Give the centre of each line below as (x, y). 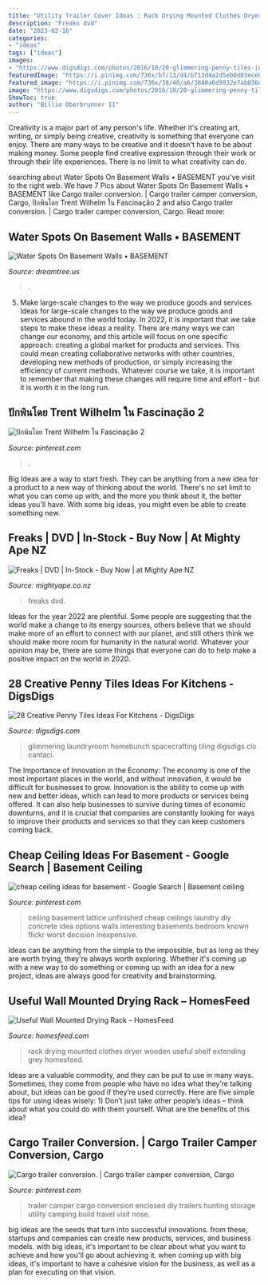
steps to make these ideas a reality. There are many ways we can (127, 328)
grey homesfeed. (56, 1060)
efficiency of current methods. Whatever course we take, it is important (137, 370)
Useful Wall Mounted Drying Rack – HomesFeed (129, 1001)
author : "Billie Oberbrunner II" (64, 105)
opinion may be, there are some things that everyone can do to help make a (132, 650)
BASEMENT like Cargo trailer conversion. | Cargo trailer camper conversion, (133, 194)
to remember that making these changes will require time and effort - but (140, 379)
